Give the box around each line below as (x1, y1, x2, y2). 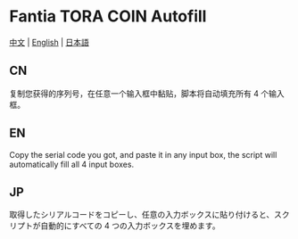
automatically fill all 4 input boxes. (9, 159, 135, 169)
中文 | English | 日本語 (9, 37, 89, 47)
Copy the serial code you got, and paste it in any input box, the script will (9, 149, 277, 160)
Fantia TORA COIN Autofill (9, 6, 207, 27)
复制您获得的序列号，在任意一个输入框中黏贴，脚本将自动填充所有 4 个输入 (9, 87, 285, 99)
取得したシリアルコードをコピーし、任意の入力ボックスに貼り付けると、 (9, 210, 275, 220)
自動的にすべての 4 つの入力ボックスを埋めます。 (39, 220, 220, 231)
